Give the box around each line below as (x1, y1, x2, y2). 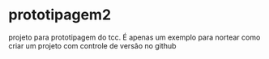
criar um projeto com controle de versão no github (8, 40, 177, 50)
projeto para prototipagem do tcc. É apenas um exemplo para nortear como (8, 32, 261, 42)
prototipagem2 (8, 6, 112, 24)
